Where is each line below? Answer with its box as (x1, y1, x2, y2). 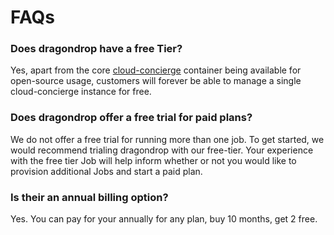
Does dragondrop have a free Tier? (10, 42, 183, 56)
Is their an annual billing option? (10, 190, 169, 204)
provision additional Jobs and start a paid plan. (10, 165, 203, 177)
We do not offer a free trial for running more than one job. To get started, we (10, 133, 325, 145)
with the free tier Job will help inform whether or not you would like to (10, 154, 297, 166)
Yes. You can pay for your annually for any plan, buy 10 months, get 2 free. (10, 213, 318, 225)
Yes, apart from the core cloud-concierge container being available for (10, 64, 302, 76)
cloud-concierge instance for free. (10, 86, 152, 98)
